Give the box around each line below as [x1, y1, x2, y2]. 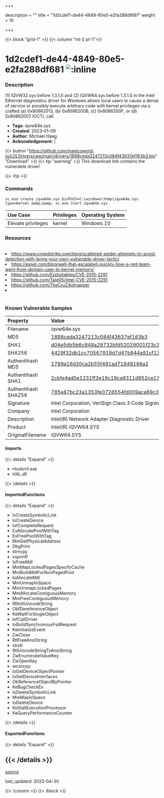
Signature [7, 400, 30, 407]
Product [7, 424, 26, 430]
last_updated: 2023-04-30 [5, 778, 60, 784]
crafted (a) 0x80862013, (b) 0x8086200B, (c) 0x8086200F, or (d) [5, 108, 138, 114]
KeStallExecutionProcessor [12, 704, 67, 711]
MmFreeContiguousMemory [12, 595, 69, 601]
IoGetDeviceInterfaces [12, 673, 58, 679]
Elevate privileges [7, 220, 48, 226]
